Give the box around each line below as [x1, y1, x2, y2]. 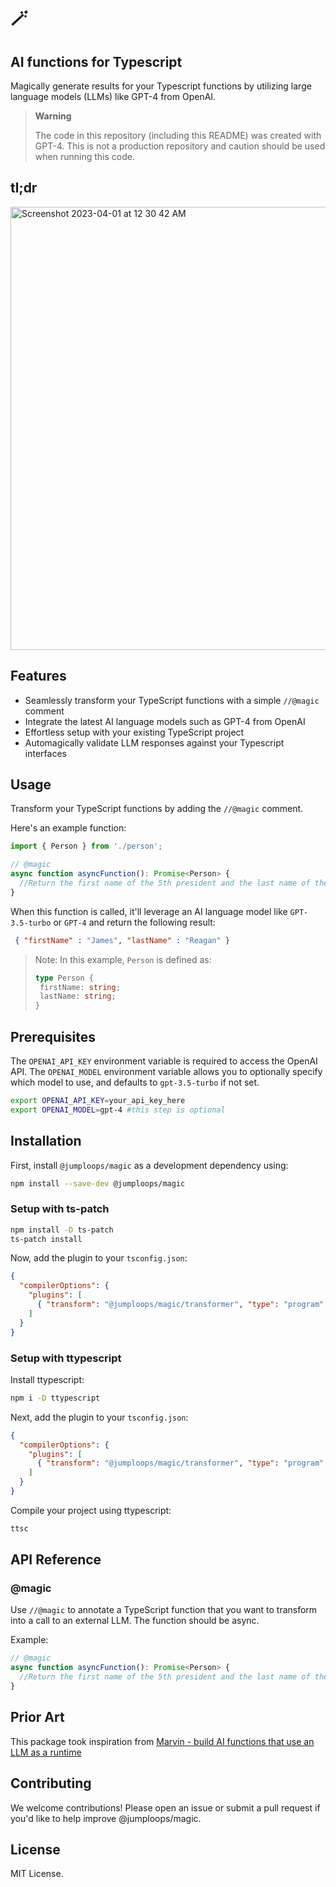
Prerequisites [10, 1028, 96, 1045]
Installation [10, 1133, 82, 1150]
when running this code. [34, 151, 135, 162]
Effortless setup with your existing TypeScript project [24, 726, 245, 738]
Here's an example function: [10, 822, 127, 834]
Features [10, 668, 67, 685]
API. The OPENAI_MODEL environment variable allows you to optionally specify [10, 1066, 323, 1077]
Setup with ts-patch [10, 1202, 110, 1216]
